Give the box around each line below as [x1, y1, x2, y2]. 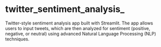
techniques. [5, 36, 29, 42]
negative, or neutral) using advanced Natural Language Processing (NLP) [5, 30, 156, 36]
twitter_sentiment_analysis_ [5, 3, 125, 15]
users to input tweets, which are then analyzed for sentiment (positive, [5, 25, 150, 31]
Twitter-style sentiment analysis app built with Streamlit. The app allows [5, 20, 153, 26]
